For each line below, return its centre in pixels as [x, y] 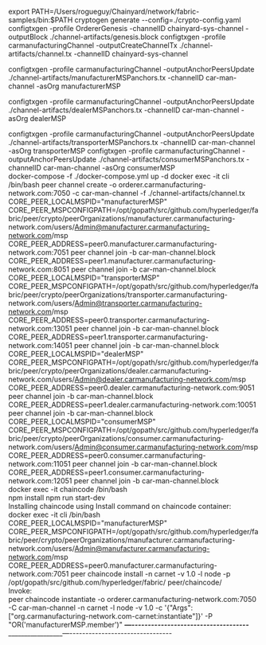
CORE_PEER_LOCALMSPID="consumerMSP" [82, 422]
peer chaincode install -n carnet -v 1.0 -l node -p [151, 574]
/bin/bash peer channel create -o [63, 185]
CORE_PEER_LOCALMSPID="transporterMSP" [84, 278]
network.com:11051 [39, 464]
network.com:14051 [41, 345]
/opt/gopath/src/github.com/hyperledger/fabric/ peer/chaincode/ [115, 582]
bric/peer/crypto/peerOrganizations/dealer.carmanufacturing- [110, 371]
